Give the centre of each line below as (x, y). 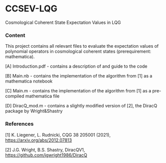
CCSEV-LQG (31, 9)
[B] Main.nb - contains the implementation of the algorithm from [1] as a (79, 76)
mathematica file (42, 96)
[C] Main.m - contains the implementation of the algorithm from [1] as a (78, 91)
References (19, 124)
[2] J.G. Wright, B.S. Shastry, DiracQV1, (45, 150)
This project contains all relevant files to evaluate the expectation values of (82, 46)
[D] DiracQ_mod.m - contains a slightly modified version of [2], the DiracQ (81, 106)
